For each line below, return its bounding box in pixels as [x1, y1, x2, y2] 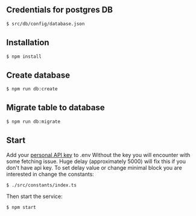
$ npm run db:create [6, 86, 58, 92]
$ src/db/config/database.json [6, 20, 85, 26]
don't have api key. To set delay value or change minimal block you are [6, 164, 182, 171]
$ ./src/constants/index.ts [6, 182, 77, 188]
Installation [6, 37, 49, 48]
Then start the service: [6, 193, 63, 200]
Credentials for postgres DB [6, 5, 113, 15]
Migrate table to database [6, 102, 106, 113]
